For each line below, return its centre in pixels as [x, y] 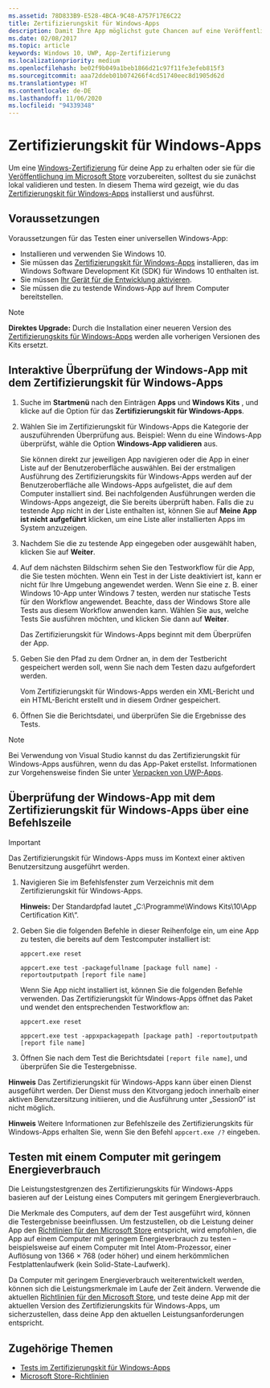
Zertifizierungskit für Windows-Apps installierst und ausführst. [112, 193]
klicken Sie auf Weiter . [57, 552]
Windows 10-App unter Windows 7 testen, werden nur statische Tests [135, 593]
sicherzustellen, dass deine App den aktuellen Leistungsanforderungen [126, 1315]
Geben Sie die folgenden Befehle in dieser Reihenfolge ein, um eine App [139, 930]
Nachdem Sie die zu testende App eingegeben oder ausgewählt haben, [138, 543]
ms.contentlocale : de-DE [50, 91]
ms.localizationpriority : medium [64, 61]
